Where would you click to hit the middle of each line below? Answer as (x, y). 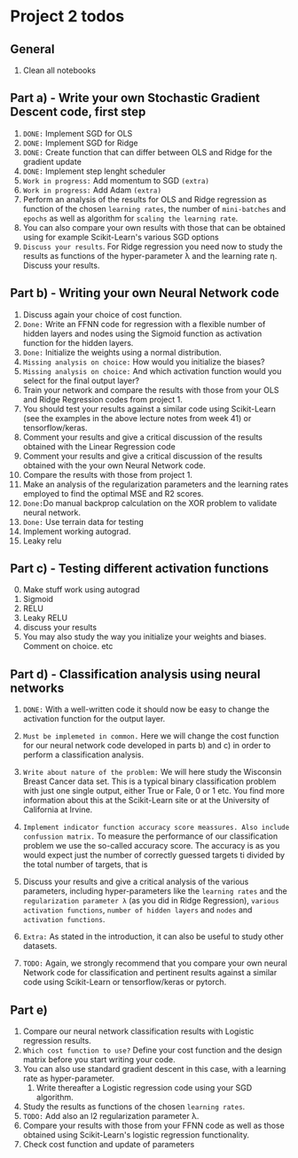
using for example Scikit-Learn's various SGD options (121, 237)
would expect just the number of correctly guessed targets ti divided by (154, 855)
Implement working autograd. (77, 531)
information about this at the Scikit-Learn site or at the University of (146, 801)
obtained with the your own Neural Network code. (114, 465)
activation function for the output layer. (94, 719)
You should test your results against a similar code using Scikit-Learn (149, 409)
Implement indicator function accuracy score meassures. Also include (156, 828)
